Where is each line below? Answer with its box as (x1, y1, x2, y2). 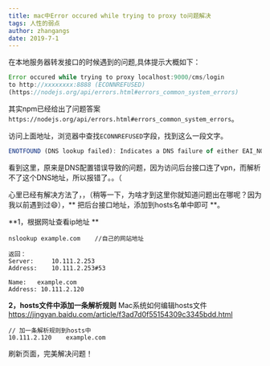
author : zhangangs (8, 27, 70, 35)
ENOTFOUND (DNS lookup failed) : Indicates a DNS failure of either (8, 146, 239, 155)
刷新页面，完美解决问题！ (8, 348, 93, 358)
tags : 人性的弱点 (8, 19, 60, 27)
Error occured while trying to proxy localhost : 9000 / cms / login (8, 73, 225, 81)
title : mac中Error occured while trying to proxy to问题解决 (8, 11, 211, 20)
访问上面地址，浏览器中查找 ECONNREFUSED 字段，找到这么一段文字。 (8, 130, 227, 141)
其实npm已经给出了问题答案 (8, 104, 101, 113)
